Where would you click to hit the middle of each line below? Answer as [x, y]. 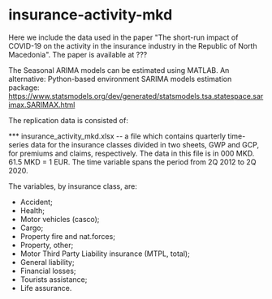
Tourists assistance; [54, 279]
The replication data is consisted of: [68, 120]
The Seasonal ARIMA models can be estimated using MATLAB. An [119, 70]
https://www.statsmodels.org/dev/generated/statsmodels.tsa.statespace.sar [136, 96]
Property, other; [47, 245]
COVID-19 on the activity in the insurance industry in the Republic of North [133, 45]
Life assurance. [46, 288]
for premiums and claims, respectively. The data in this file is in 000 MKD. [132, 153]
